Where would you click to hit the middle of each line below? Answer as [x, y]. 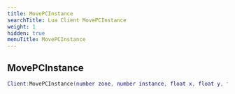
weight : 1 [22, 26]
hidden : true [26, 33]
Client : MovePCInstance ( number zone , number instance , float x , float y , [115, 84]
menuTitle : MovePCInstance [47, 40]
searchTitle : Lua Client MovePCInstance [67, 20]
